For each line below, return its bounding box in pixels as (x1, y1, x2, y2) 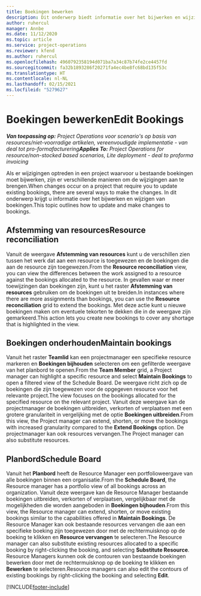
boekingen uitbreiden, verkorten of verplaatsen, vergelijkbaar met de (6, 495, 176, 502)
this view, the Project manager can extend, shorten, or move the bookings (6, 417, 188, 425)
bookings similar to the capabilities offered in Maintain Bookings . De (6, 514, 176, 522)
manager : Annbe (6, 25, 44, 32)
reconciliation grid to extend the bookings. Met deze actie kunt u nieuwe (6, 301, 187, 309)
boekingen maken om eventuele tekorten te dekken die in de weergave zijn (6, 308, 191, 315)
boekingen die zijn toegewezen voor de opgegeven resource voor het (6, 386, 178, 393)
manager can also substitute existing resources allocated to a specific (6, 540, 179, 547)
